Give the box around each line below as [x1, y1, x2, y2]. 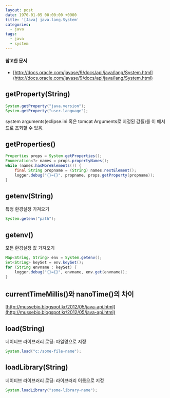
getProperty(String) [5, 90, 70, 98]
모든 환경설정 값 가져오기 [5, 245, 55, 251]
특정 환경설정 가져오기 [5, 206, 50, 212]
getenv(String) [5, 192, 54, 200]
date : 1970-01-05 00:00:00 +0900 [5, 12, 77, 18]
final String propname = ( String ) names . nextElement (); [14, 168, 137, 173]
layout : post [5, 7, 33, 13]
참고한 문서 [5, 58, 27, 64]
